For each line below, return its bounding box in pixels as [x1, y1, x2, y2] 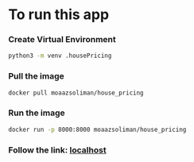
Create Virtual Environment [8, 34, 117, 45]
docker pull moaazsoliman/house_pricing [8, 89, 145, 97]
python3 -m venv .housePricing [8, 52, 112, 60]
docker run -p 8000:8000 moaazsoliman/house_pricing [8, 125, 187, 133]
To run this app [8, 6, 110, 24]
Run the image [8, 107, 65, 118]
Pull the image [8, 71, 65, 82]
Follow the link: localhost [8, 145, 107, 156]
